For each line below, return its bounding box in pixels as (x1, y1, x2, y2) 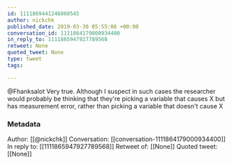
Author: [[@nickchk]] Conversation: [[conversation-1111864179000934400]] (7, 135, 226, 143)
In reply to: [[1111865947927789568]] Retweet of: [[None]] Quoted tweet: (7, 142, 218, 150)
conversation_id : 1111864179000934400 (7, 29, 120, 37)
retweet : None (7, 42, 49, 49)
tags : (7, 62, 23, 69)
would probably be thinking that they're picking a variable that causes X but (7, 95, 225, 103)
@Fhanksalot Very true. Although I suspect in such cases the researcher (7, 87, 216, 95)
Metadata (7, 119, 41, 129)
